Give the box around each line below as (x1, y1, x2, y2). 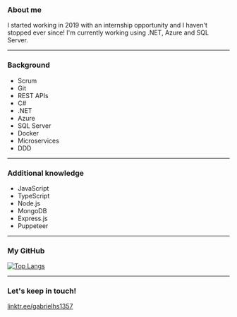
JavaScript (17, 184, 49, 192)
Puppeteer (17, 221, 49, 230)
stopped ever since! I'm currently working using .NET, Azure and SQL (7, 28, 209, 37)
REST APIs (17, 91, 49, 100)
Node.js (17, 199, 41, 208)
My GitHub (7, 246, 45, 256)
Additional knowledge (7, 168, 85, 178)
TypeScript (17, 191, 50, 200)
